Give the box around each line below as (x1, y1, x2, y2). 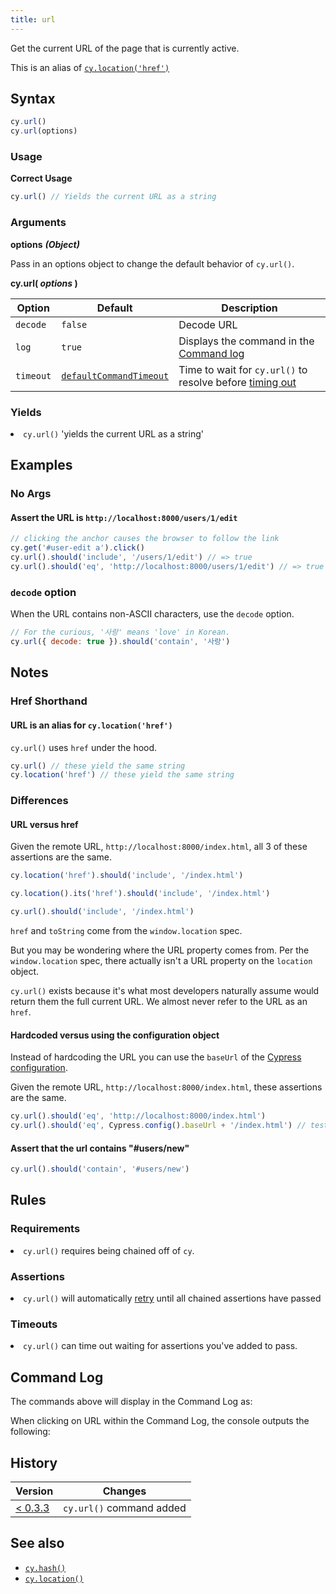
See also (10, 1535, 65, 1552)
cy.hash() (24, 1563, 67, 1573)
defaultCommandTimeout (61, 370, 170, 381)
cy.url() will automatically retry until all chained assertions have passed (23, 1292, 322, 1305)
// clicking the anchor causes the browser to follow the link (10, 534, 280, 544)
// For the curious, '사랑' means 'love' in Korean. (10, 627, 231, 638)
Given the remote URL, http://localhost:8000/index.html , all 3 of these (10, 841, 308, 853)
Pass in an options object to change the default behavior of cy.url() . (10, 257, 295, 270)
